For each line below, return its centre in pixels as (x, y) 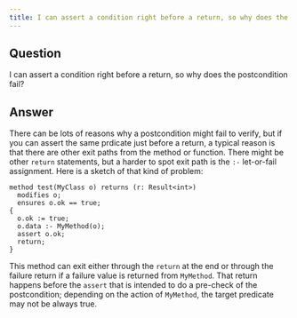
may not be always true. (53, 304)
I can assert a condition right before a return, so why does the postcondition (149, 75)
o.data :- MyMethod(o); (61, 227)
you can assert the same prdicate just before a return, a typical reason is (142, 143)
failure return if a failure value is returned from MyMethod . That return (133, 275)
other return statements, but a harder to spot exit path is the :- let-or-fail (143, 162)
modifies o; (40, 195)
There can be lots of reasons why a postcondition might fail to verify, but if (146, 133)
